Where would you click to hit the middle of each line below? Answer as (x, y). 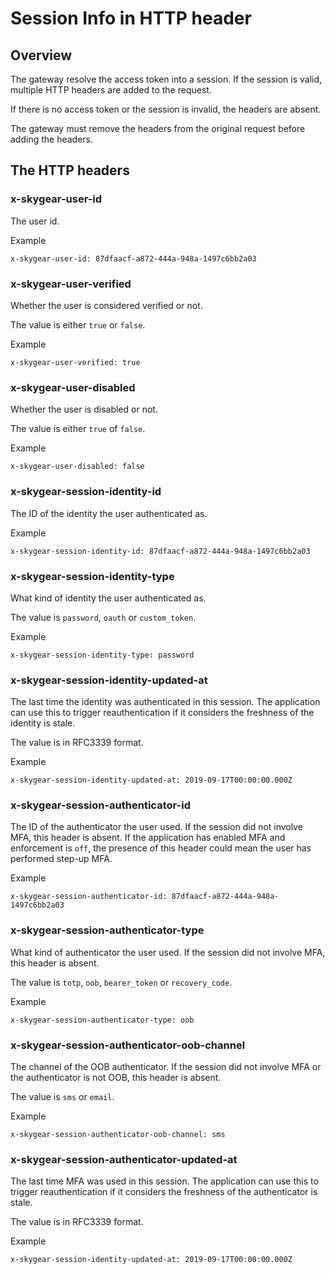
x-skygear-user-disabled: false (77, 467)
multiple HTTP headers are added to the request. (111, 90)
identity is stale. (43, 723)
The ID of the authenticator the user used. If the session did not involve (156, 827)
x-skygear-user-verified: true (75, 362)
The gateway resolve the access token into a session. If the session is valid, (166, 79)
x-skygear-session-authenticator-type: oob (102, 1020)
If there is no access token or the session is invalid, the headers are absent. (166, 109)
